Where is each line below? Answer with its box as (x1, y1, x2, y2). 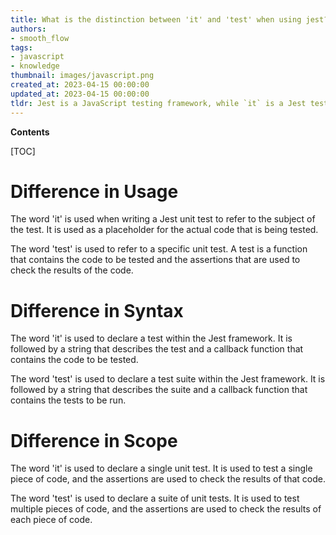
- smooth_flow (10, 33, 70, 43)
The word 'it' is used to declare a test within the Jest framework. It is (10, 332, 293, 345)
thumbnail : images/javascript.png (10, 71, 155, 81)
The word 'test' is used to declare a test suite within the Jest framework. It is (10, 373, 326, 385)
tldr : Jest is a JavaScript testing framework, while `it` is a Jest (10, 98, 307, 108)
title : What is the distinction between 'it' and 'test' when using (10, 14, 302, 25)
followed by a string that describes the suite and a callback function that (10, 384, 308, 396)
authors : (10, 24, 47, 34)
